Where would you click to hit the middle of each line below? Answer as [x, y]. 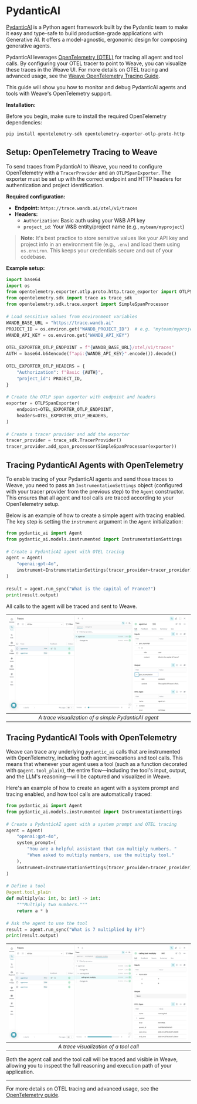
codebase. [33, 256]
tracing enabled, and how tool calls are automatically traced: [79, 794]
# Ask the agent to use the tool [47, 923]
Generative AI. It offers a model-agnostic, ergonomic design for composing [97, 39]
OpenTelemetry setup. [33, 504]
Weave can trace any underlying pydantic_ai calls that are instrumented [93, 752]
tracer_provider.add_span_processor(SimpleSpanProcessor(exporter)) [91, 447]
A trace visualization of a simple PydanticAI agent [98, 717]
